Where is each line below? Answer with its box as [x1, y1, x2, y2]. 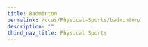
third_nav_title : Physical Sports [7, 29, 108, 37]
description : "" [7, 23, 54, 30]
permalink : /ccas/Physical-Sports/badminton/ [7, 17, 141, 23]
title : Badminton [7, 10, 58, 17]
